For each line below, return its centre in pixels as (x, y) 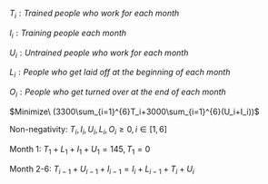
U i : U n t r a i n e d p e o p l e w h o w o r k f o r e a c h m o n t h (99, 53)
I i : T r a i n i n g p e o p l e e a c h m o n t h (68, 34)
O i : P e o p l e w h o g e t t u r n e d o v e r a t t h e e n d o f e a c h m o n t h (118, 92)
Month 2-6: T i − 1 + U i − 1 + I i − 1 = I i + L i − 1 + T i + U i (102, 169)
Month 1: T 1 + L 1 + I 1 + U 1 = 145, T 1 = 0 (80, 150)
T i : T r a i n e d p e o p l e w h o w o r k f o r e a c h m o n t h (94, 15)
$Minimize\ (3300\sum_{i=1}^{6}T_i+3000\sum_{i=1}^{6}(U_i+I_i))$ (135, 111)
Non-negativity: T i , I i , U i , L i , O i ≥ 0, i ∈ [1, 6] (89, 130)
